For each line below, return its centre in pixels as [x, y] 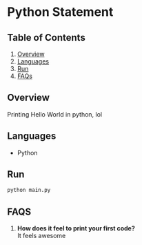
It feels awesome [41, 236]
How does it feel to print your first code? [76, 228]
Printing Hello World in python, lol [54, 114]
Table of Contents [47, 38]
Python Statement [60, 12]
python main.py [29, 190]
